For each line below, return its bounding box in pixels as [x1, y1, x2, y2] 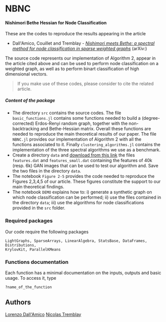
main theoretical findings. [12, 184, 64, 190]
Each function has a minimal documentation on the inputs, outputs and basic [5, 269, 162, 276]
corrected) [12, 120, 35, 127]
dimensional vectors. [5, 71, 48, 77]
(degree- [142, 115, 160, 121]
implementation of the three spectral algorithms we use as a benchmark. [12, 147, 161, 153]
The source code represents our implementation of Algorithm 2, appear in [5, 55, 156, 61]
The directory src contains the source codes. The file [12, 110, 121, 116]
